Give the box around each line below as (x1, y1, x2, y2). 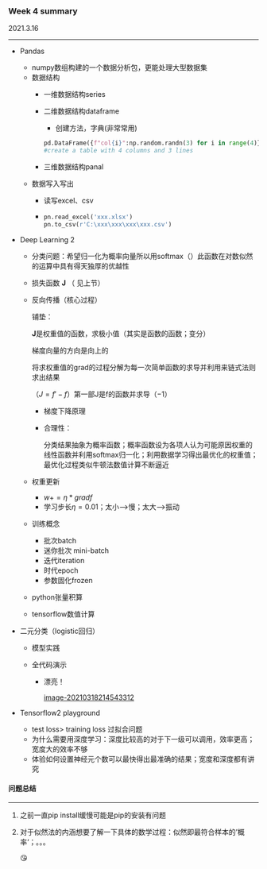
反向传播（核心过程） (31, 295, 102, 304)
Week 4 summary (8, 6, 78, 17)
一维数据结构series (43, 90, 106, 99)
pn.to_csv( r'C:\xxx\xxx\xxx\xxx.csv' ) (43, 220, 172, 228)
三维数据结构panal (43, 162, 104, 172)
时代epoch (43, 566, 79, 575)
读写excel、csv (43, 196, 94, 206)
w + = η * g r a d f (43, 492, 93, 502)
